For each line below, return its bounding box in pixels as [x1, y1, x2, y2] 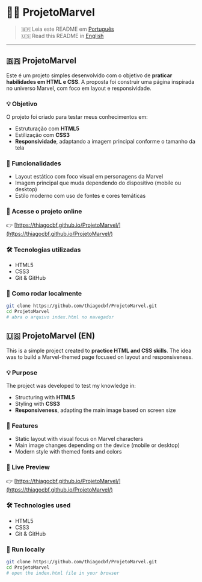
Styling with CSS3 [14, 400, 60, 407]
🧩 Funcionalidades [6, 159, 61, 168]
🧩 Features [6, 422, 38, 430]
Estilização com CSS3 [14, 131, 70, 139]
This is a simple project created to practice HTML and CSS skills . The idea [6, 347, 192, 354]
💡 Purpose [6, 368, 38, 376]
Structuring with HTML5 [14, 393, 75, 400]
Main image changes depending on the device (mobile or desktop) [14, 441, 180, 449]
